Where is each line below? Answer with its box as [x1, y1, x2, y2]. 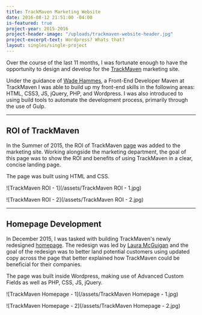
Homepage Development [6, 219, 102, 229]
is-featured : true [6, 20, 52, 26]
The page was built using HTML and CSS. [6, 172, 110, 179]
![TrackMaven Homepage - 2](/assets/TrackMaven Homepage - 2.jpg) [6, 302, 181, 309]
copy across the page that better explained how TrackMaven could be [6, 254, 180, 261]
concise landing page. [6, 161, 61, 168]
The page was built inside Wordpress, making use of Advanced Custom [6, 272, 184, 279]
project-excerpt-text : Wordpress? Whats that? [6, 37, 125, 43]
